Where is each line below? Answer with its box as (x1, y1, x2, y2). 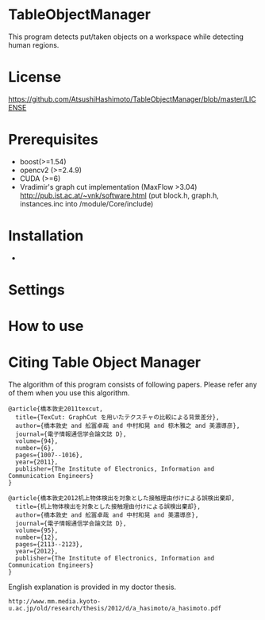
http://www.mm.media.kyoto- (8, 598, 102, 606)
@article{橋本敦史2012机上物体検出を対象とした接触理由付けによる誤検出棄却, (8, 495, 236, 503)
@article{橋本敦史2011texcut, (8, 405, 103, 414)
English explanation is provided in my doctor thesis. (8, 582, 177, 592)
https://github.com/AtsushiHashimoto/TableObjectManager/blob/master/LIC (8, 94, 256, 104)
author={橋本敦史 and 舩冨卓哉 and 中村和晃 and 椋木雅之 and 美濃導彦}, (15, 422, 240, 430)
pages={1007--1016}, (15, 451, 83, 460)
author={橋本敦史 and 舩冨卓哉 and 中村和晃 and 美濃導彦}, (15, 511, 199, 519)
